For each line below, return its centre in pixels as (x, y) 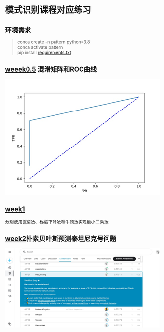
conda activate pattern (40, 47)
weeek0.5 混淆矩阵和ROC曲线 (51, 69)
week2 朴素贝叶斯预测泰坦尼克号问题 (61, 239)
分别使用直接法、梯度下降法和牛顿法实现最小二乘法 (57, 221)
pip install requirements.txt (44, 53)
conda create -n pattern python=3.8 (54, 42)
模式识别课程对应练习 (48, 10)
